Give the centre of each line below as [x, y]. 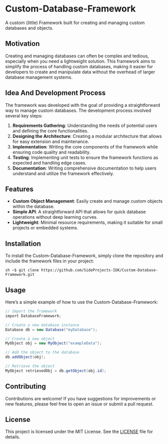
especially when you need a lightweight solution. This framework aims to [80, 61]
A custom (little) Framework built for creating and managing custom [75, 23]
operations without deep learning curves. [55, 217]
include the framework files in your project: [50, 261]
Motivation [23, 44]
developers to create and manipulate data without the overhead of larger [80, 72]
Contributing [26, 387]
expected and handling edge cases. [49, 163]
